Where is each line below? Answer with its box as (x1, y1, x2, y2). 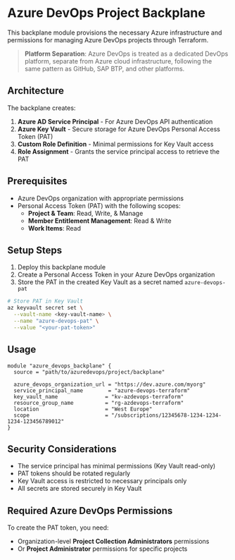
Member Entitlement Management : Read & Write (27, 217, 172, 225)
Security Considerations (7, 443, 118, 455)
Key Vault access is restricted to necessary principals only (17, 477, 187, 485)
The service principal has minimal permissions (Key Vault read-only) (17, 462, 216, 470)
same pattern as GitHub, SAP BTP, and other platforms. (24, 64, 185, 73)
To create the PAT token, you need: (7, 523, 109, 532)
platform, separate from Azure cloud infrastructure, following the (24, 56, 212, 65)
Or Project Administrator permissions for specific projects (17, 544, 188, 553)
